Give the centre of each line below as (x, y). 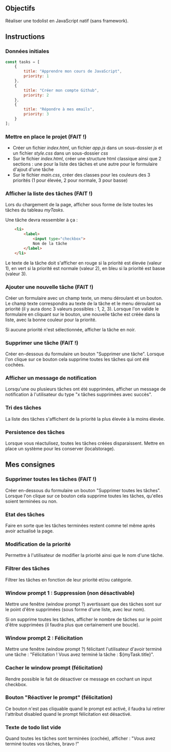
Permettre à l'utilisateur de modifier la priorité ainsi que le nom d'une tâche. (85, 555)
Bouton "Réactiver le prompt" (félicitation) (59, 697)
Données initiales (27, 52)
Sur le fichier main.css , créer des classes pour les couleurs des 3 (81, 175)
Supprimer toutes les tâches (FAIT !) (51, 479)
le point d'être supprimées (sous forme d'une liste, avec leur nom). (75, 609)
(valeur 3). (16, 274)
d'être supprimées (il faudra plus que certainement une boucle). (72, 624)
